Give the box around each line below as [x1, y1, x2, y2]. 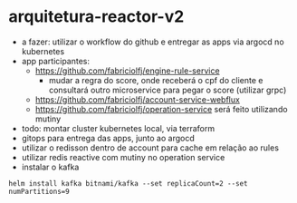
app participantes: [21, 55, 91, 66]
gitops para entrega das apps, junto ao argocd [21, 132, 196, 143]
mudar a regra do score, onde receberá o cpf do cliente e [48, 74, 263, 85]
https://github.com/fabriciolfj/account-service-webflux [34, 93, 241, 105]
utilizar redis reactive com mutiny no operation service [21, 151, 225, 162]
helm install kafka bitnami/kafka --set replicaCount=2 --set [8, 179, 248, 188]
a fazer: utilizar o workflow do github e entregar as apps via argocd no [21, 36, 284, 47]
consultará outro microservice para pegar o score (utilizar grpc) [48, 84, 287, 95]
